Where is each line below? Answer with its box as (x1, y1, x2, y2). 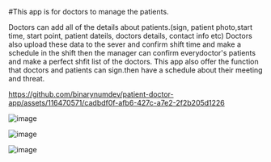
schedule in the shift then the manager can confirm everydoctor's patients (8, 48, 256, 57)
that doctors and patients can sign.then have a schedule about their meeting (8, 65, 263, 75)
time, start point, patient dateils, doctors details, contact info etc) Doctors (8, 31, 252, 40)
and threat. (8, 74, 45, 83)
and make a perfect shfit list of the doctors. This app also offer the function (8, 56, 259, 66)
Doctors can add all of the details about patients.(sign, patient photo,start (8, 23, 253, 31)
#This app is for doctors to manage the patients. (8, 7, 169, 16)
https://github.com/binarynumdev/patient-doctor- (8, 89, 174, 99)
